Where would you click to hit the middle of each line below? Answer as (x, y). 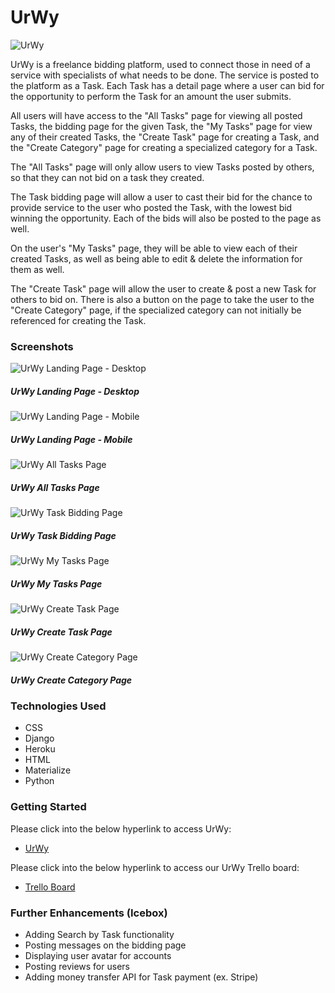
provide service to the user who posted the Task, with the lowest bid (151, 207)
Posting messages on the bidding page (105, 945)
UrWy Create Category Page (71, 680)
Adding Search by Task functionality (99, 934)
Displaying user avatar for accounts (98, 955)
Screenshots (42, 346)
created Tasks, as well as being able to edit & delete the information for (156, 258)
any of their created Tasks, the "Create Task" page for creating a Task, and (165, 137)
